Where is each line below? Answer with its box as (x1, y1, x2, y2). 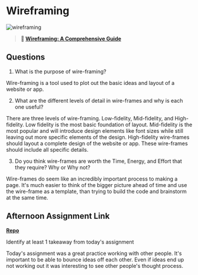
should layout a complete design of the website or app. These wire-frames (6, 140, 188, 147)
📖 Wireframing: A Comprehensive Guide (20, 35, 122, 42)
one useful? (14, 103, 44, 110)
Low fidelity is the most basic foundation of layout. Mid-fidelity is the (25, 121, 193, 128)
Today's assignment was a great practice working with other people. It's (6, 250, 182, 257)
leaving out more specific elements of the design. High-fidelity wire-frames (6, 133, 190, 140)
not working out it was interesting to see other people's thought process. (6, 262, 184, 269)
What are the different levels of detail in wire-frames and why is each (14, 97, 183, 104)
